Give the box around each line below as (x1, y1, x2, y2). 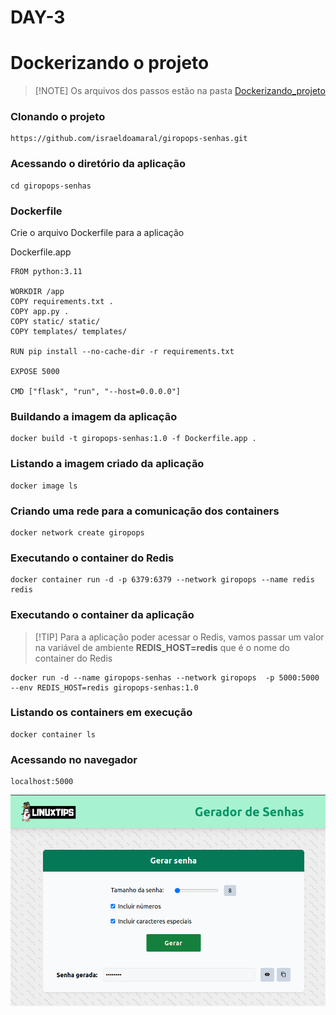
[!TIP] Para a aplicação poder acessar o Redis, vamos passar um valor (34, 631, 325, 643)
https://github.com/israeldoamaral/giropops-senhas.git (10, 134, 248, 144)
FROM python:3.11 (10, 267, 83, 277)
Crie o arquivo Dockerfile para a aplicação (10, 227, 185, 239)
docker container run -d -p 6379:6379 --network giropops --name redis (10, 575, 315, 585)
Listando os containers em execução (10, 706, 193, 720)
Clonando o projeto (10, 110, 106, 124)
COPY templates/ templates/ (10, 327, 128, 337)
